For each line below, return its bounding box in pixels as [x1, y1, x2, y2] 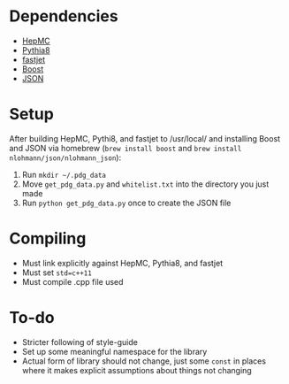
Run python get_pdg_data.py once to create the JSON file [21, 197, 232, 208]
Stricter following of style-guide [21, 336, 139, 347]
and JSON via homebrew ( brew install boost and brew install [9, 142, 242, 153]
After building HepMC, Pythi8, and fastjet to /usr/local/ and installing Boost [9, 133, 281, 143]
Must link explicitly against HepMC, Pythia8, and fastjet [21, 257, 224, 268]
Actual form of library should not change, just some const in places [21, 356, 267, 366]
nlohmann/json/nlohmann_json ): [9, 152, 122, 163]
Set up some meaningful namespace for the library [21, 346, 208, 357]
